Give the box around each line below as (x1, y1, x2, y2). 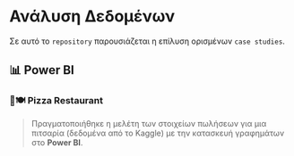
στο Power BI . (30, 136, 83, 148)
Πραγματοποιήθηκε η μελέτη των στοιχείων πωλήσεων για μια (30, 118, 267, 128)
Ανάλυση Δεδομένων (9, 6, 176, 27)
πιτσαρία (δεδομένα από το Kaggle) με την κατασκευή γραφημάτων (30, 127, 285, 138)
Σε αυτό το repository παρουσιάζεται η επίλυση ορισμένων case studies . (9, 36, 285, 46)
